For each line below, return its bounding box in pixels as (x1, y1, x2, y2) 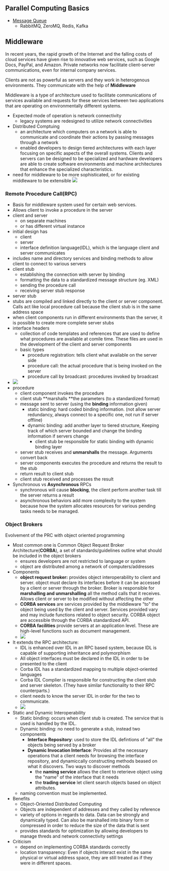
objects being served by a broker (27, 742, 97, 748)
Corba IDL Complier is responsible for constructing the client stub (20, 677, 156, 683)
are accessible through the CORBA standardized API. (20, 617, 130, 623)
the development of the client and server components (20, 341, 132, 347)
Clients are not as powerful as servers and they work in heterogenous (5, 77, 150, 83)
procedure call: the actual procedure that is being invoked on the (27, 362, 162, 368)
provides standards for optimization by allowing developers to (20, 828, 148, 834)
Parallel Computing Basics (5, 4, 90, 13)
